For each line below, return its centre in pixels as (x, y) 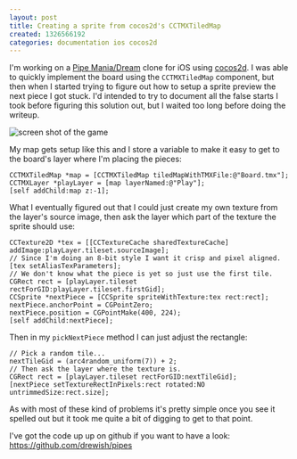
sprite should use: (42, 226)
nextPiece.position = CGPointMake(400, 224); (95, 313)
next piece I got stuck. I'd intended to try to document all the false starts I (144, 96)
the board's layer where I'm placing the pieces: (95, 159)
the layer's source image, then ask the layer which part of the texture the (143, 217)
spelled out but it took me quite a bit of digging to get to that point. (131, 419)
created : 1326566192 (48, 34)
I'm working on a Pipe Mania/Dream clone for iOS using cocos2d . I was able (149, 68)
